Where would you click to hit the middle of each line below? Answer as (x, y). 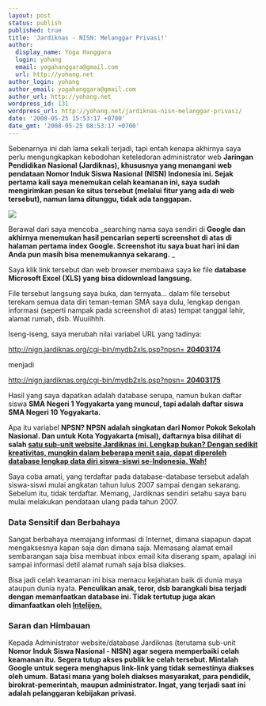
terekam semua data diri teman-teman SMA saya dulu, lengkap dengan (124, 302)
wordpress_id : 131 (38, 104)
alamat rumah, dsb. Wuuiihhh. (57, 318)
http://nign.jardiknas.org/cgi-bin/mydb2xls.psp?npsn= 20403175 (115, 380)
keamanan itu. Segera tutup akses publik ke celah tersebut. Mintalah (123, 660)
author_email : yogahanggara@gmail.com (72, 89)
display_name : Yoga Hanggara (63, 52)
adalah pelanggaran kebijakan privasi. (72, 693)
